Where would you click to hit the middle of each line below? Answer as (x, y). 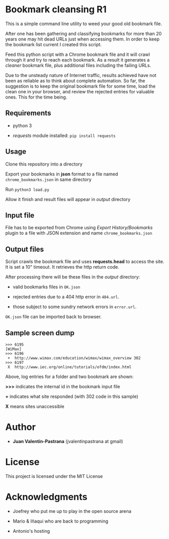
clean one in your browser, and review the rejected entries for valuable (80, 91)
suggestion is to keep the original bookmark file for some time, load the (80, 86)
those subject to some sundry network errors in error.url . (75, 307)
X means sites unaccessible (35, 406)
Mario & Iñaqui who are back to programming (60, 521)
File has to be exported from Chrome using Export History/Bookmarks (79, 228)
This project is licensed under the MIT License (54, 476)
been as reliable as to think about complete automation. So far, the (75, 81)
